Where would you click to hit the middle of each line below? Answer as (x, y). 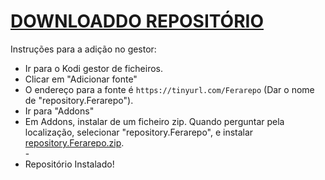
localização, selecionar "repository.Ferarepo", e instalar (139, 132)
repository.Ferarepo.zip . (74, 142)
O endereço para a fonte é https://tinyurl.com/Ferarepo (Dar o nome (169, 89)
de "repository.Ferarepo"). (79, 100)
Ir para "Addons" (59, 111)
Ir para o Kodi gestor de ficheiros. (93, 68)
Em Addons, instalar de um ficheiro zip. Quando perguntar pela (154, 121)
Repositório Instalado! (69, 164)
